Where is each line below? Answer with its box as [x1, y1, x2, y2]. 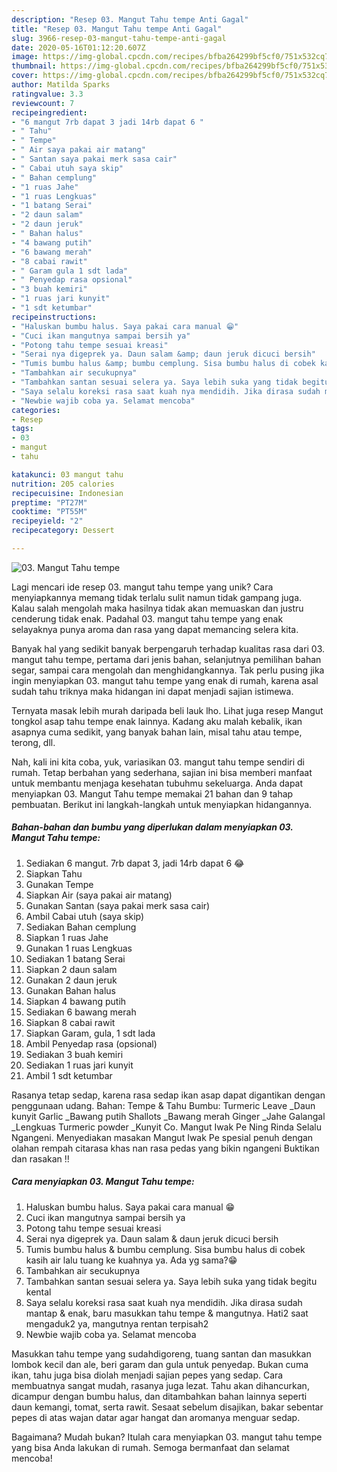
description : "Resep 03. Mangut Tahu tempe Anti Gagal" [11, 14, 249, 25]
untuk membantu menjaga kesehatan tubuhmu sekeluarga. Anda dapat [11, 777, 304, 789]
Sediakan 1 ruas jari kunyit [25, 1059, 134, 1071]
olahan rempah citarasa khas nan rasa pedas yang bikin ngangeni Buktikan [11, 1142, 320, 1154]
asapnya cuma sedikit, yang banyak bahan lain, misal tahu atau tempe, [11, 726, 303, 738]
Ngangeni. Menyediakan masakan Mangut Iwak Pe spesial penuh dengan [11, 1131, 314, 1143]
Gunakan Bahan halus [25, 984, 116, 996]
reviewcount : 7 [11, 98, 75, 108]
